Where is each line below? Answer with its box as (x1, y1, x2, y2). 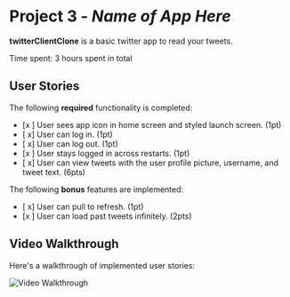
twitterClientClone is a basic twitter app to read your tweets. (9, 36, 233, 46)
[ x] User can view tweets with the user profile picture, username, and (21, 157, 278, 168)
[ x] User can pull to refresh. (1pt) (21, 201, 144, 212)
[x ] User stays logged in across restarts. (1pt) (21, 148, 190, 158)
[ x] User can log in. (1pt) (21, 129, 113, 140)
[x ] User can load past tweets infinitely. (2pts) (21, 211, 193, 221)
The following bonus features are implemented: (9, 184, 184, 195)
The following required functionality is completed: (9, 102, 193, 113)
